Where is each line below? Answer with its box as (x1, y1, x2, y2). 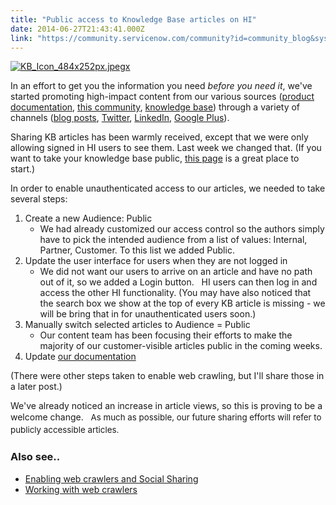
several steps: (10, 193, 68, 205)
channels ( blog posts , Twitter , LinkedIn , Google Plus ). (10, 112, 230, 124)
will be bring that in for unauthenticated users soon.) (39, 308, 257, 320)
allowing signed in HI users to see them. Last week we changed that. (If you (10, 142, 322, 154)
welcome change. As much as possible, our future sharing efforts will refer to (10, 411, 322, 423)
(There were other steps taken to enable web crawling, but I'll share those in (10, 370, 325, 382)
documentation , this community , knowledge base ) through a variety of (10, 101, 301, 113)
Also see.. (10, 450, 61, 464)
